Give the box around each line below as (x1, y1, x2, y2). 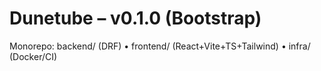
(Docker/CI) (9, 50, 58, 62)
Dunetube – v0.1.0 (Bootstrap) (9, 7, 262, 30)
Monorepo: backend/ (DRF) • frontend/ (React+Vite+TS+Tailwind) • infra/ (9, 40, 311, 52)
